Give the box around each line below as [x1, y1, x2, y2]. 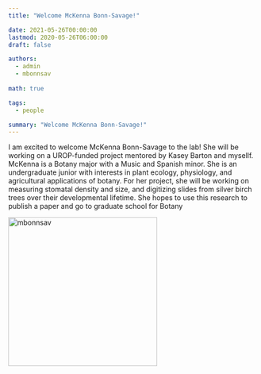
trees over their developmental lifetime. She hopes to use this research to [8, 193, 248, 202]
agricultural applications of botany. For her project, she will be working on [8, 176, 250, 186]
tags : [8, 98, 26, 107]
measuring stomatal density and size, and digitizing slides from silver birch [8, 184, 252, 195]
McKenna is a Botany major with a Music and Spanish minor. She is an [8, 160, 238, 169]
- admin [15, 63, 41, 71]
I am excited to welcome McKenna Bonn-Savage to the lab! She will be [8, 142, 240, 152]
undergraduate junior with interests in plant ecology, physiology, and [8, 168, 232, 177]
